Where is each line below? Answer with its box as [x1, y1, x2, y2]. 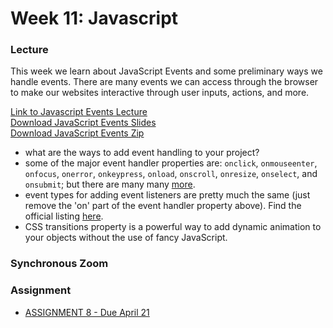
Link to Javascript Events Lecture [10, 106, 148, 118]
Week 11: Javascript [10, 7, 179, 30]
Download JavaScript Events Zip [10, 127, 145, 139]
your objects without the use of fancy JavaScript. [24, 232, 228, 244]
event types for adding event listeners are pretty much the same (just [24, 189, 311, 201]
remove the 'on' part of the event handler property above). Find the [24, 200, 302, 212]
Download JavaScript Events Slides [10, 117, 157, 129]
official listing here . [24, 210, 104, 222]
